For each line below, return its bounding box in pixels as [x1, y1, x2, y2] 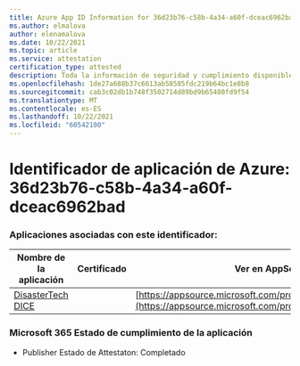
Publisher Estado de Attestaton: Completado [21, 346, 186, 357]
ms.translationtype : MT [9, 95, 98, 105]
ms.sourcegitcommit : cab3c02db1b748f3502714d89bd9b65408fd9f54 [9, 87, 250, 96]
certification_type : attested [9, 63, 122, 72]
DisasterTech [13, 289, 69, 301]
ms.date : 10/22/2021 [9, 37, 87, 47]
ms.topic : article [9, 46, 78, 55]
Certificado [77, 263, 127, 275]
